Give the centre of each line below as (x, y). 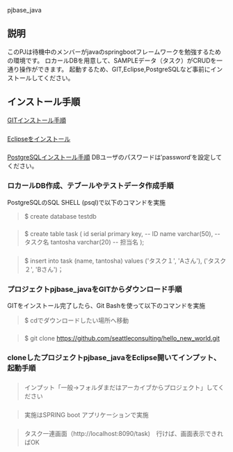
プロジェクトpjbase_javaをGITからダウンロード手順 (95, 289)
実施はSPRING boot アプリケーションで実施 (87, 414)
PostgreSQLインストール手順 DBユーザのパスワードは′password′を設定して (115, 157)
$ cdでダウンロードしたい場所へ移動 (77, 320)
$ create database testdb (61, 216)
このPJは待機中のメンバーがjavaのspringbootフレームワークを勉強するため (114, 52)
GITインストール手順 (37, 120)
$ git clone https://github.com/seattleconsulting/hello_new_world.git (122, 338)
